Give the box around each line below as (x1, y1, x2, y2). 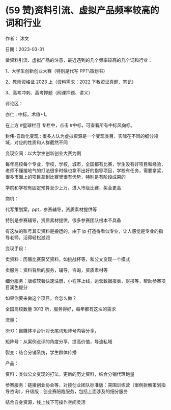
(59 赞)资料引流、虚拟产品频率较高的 (5, 5, 159, 16)
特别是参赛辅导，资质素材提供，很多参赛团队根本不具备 (5, 217, 121, 223)
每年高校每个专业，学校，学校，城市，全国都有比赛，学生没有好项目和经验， (5, 161, 166, 167)
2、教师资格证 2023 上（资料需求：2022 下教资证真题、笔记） (5, 79, 136, 85)
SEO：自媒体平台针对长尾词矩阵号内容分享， (5, 327, 99, 333)
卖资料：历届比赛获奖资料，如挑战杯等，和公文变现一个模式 (5, 256, 130, 262)
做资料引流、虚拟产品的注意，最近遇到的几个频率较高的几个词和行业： (5, 57, 153, 63)
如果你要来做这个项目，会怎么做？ (5, 295, 77, 301)
